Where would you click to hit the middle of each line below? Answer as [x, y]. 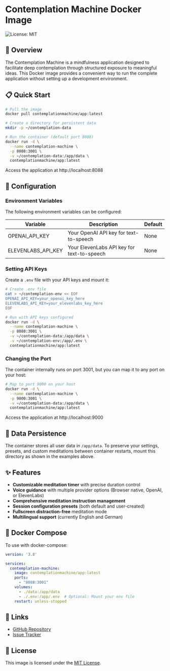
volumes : [24, 587]
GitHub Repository [32, 629]
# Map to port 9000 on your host [40, 384]
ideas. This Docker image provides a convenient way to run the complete [81, 73]
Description [103, 224]
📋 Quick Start [28, 95]
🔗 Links [17, 617]
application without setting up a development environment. [67, 78]
